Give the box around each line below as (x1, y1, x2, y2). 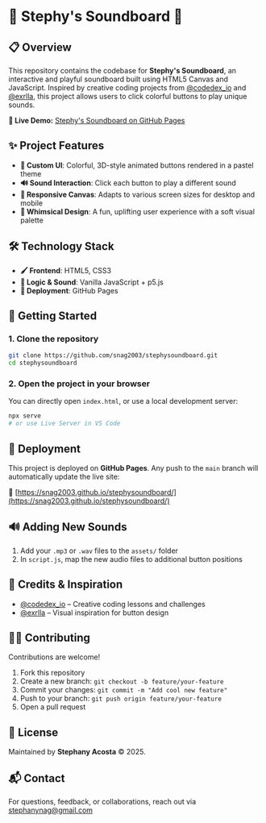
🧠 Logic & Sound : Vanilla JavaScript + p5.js (19, 277, 164, 287)
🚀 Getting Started (8, 310, 98, 323)
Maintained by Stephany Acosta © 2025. (8, 747, 147, 757)
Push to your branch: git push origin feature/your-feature (19, 693, 222, 704)
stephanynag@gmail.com (8, 805, 94, 815)
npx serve (8, 412, 42, 420)
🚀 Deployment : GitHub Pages (19, 285, 118, 295)
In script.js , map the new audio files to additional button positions (19, 554, 243, 563)
